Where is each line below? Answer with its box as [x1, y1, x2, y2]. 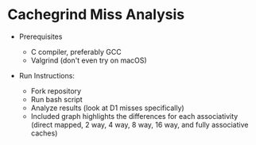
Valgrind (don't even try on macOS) [30, 55, 148, 65]
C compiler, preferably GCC [30, 47, 122, 56]
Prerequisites [18, 32, 63, 41]
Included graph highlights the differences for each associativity [30, 111, 239, 120]
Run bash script [30, 94, 83, 104]
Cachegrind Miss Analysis [7, 6, 185, 24]
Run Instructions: [18, 71, 75, 80]
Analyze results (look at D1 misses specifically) [30, 103, 184, 113]
